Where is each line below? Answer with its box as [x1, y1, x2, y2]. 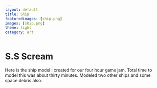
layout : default [5, 7, 38, 12]
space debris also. [5, 77, 43, 83]
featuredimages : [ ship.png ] [5, 16, 63, 21]
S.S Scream [5, 51, 53, 62]
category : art [5, 30, 34, 35]
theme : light [5, 25, 32, 30]
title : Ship [5, 12, 29, 17]
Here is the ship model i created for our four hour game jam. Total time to [5, 67, 153, 73]
